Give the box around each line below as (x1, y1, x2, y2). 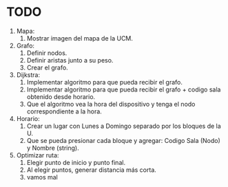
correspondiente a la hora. (26, 107, 103, 115)
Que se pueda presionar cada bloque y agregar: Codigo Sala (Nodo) (26, 136, 221, 144)
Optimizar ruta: (16, 151, 59, 159)
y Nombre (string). (26, 144, 80, 152)
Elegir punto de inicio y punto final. (26, 158, 125, 166)
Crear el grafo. (26, 63, 68, 71)
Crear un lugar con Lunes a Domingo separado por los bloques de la (26, 122, 221, 130)
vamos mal (26, 173, 58, 181)
